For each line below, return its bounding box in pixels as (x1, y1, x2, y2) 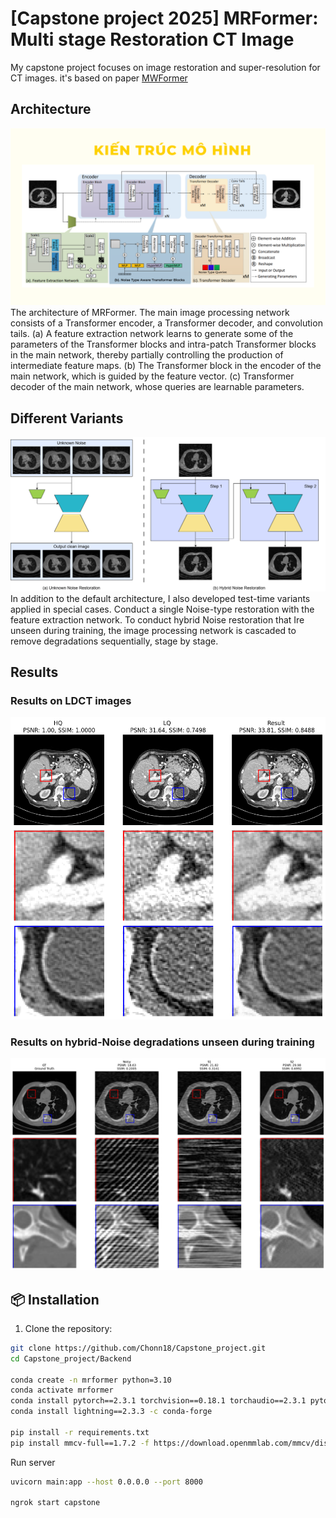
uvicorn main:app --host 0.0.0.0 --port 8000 (10, 1477, 203, 1487)
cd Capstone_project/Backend (10, 1353, 132, 1364)
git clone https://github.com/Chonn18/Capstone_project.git (10, 1343, 267, 1353)
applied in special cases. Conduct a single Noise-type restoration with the (10, 603, 315, 615)
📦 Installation (10, 1291, 100, 1308)
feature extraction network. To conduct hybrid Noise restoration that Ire (10, 613, 305, 626)
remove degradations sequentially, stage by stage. (10, 635, 219, 647)
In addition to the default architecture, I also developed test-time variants (10, 592, 311, 604)
